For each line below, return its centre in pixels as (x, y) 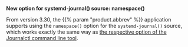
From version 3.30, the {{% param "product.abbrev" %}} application (89, 19)
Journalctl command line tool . (42, 38)
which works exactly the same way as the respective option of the (86, 32)
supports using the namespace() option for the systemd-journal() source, (94, 26)
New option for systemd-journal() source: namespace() (75, 8)
